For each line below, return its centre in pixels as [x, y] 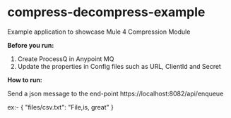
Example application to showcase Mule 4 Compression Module [99, 32]
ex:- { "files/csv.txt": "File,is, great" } [61, 107]
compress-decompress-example [106, 12]
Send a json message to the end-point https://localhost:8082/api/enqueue [115, 93]
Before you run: [31, 45]
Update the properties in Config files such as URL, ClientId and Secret [119, 66]
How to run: [25, 80]
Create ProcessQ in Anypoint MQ [66, 59]
